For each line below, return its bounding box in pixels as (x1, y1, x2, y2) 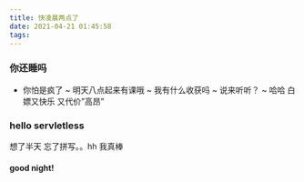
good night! (9, 162, 55, 173)
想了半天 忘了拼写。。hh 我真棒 (9, 140, 124, 151)
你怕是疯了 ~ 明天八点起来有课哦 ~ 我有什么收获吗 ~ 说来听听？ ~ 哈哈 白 (22, 84, 296, 96)
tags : (9, 30, 30, 39)
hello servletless (9, 119, 85, 132)
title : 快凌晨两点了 (9, 13, 79, 23)
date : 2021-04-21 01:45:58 (9, 22, 112, 31)
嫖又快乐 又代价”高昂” (22, 96, 105, 106)
